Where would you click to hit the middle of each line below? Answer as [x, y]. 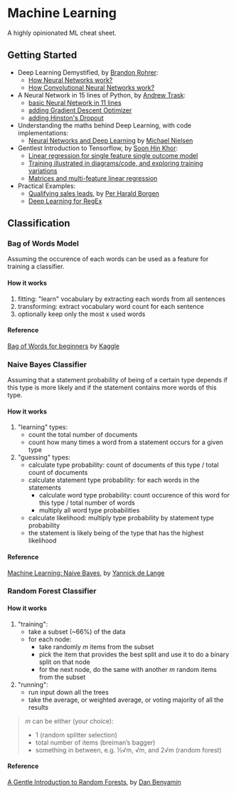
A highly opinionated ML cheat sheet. [62, 33]
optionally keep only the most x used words [81, 314]
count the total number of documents [83, 435]
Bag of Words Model [43, 243]
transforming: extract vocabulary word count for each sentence [111, 306]
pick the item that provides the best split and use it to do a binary [134, 654]
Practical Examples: [47, 186]
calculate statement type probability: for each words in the [114, 480]
